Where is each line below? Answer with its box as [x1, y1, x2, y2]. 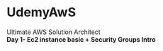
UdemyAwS [6, 4, 76, 21]
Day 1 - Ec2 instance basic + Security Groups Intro [6, 35, 156, 43]
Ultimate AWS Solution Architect [6, 28, 101, 36]
